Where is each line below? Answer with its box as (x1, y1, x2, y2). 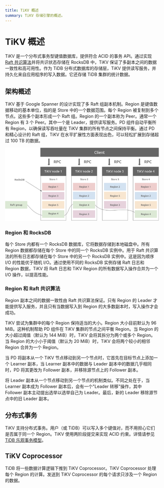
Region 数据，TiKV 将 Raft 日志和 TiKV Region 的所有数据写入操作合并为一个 (5, 266, 159, 272)
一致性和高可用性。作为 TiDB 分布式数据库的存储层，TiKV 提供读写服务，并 (5, 65, 156, 71)
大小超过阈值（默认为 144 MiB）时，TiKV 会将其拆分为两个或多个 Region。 (5, 332, 155, 338)
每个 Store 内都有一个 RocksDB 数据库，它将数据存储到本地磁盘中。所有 (5, 241, 150, 247)
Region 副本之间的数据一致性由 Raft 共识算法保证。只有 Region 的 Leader (5, 297, 152, 303)
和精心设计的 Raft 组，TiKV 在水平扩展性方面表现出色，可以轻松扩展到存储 (5, 132, 155, 138)
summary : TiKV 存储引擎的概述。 (5, 13, 65, 18)
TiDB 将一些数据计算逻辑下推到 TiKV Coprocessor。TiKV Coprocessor (5, 466, 146, 471)
